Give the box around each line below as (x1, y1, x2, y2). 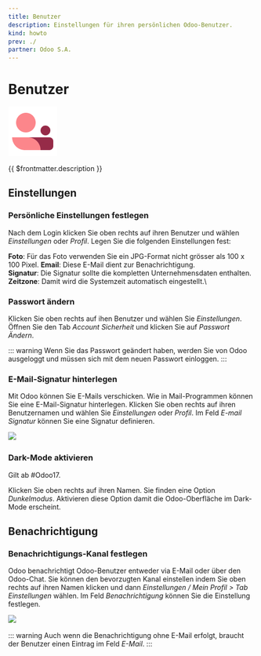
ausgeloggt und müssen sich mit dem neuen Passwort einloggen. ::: (8, 354, 227, 364)
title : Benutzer (8, 13, 61, 20)
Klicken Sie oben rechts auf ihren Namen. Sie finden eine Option (8, 485, 216, 494)
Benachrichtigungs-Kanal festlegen (8, 548, 148, 559)
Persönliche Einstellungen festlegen (8, 210, 149, 221)
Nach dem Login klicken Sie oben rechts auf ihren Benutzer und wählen (8, 228, 240, 237)
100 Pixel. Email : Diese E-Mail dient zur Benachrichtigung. (8, 260, 196, 269)
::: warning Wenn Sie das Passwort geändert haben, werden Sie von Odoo (8, 346, 248, 355)
